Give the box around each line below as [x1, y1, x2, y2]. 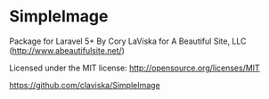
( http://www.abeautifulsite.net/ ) [9, 45, 125, 55]
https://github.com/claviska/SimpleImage [9, 79, 160, 90]
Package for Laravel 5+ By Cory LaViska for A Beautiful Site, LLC [9, 36, 247, 46]
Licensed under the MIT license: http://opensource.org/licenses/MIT [9, 62, 260, 73]
